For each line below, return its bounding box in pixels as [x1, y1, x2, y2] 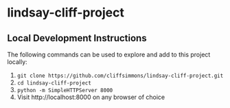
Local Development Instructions [7, 32, 147, 44]
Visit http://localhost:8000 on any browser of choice [16, 93, 165, 101]
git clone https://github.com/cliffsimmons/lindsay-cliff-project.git [16, 72, 224, 79]
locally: [7, 58, 27, 66]
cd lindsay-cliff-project [16, 80, 91, 87]
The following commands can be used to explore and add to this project [7, 50, 211, 58]
